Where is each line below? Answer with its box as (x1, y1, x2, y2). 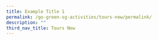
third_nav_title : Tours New (6, 25, 76, 31)
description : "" (6, 19, 46, 25)
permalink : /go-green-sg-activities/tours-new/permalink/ (6, 14, 152, 20)
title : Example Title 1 (6, 8, 65, 15)
